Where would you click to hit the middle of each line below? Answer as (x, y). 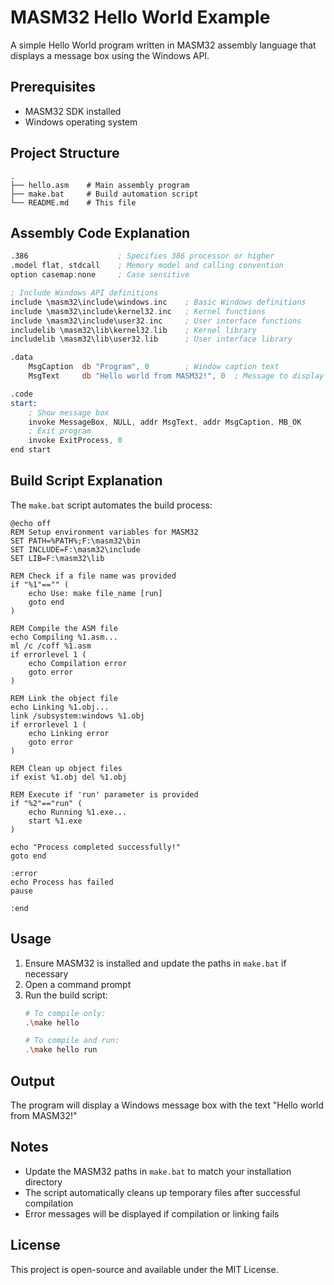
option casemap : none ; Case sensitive (100, 275)
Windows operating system (81, 122)
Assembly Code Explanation (100, 232)
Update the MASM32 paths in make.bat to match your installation (158, 1171)
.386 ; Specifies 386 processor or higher (142, 256)
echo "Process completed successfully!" (96, 847)
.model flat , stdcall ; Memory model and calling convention (147, 266)
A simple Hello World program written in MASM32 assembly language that (163, 45)
